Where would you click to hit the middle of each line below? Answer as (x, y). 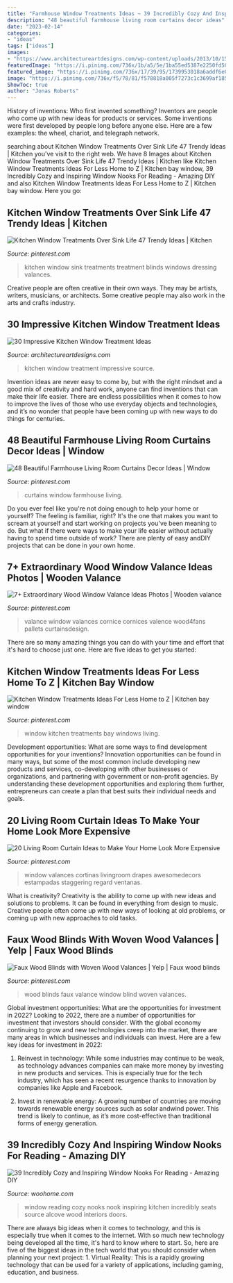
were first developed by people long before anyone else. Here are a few (110, 126)
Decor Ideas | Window (56, 451)
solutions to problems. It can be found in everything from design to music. (113, 903)
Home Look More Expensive (69, 831)
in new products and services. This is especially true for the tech (110, 1073)
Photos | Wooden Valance (64, 578)
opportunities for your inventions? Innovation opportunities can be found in (114, 754)
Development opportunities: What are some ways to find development (107, 747)
